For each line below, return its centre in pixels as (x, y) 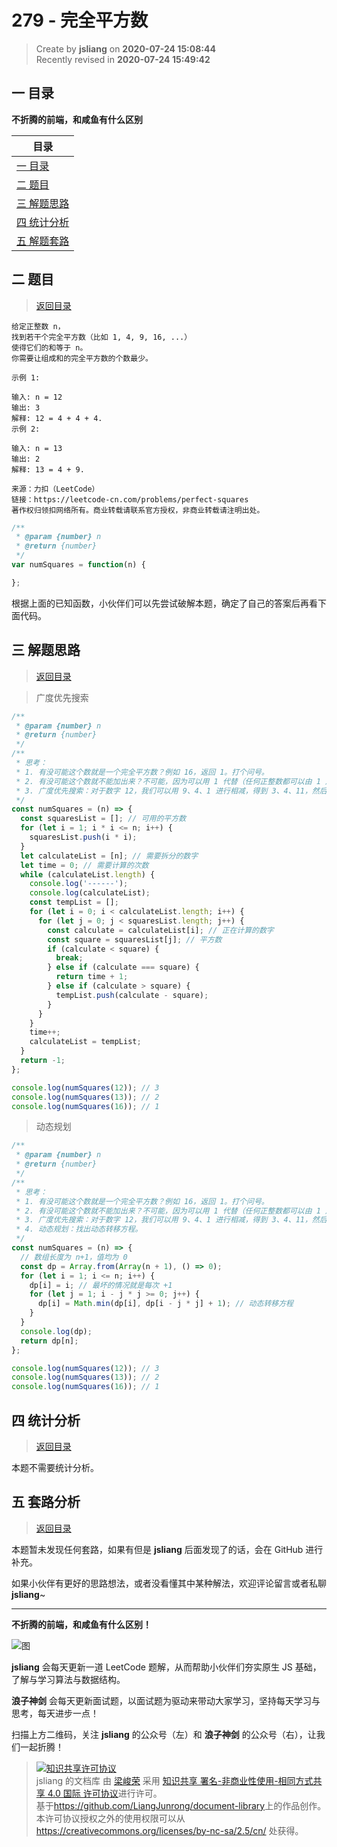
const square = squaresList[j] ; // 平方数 (135, 939)
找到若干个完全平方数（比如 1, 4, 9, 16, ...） (102, 337)
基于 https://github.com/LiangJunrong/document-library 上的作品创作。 (181, 1805)
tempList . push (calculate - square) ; (132, 995)
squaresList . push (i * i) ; (83, 837)
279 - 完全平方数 (80, 20)
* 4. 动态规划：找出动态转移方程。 (79, 1229)
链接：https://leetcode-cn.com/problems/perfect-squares (130, 499)
